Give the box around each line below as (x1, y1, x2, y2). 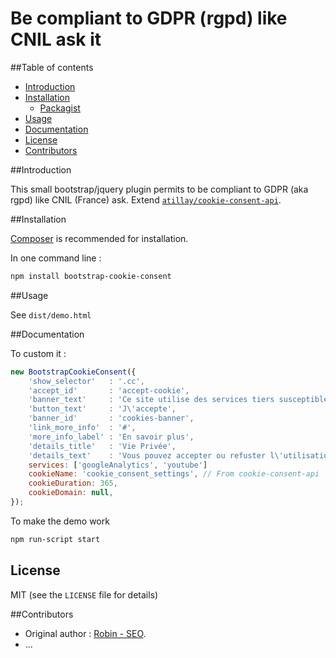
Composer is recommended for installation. (10, 232, 189, 244)
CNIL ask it (10, 28, 102, 51)
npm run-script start (10, 534, 101, 544)
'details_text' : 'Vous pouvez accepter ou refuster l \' (28, 450, 284, 461)
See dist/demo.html (10, 308, 92, 321)
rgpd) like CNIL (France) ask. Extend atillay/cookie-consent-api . (10, 193, 282, 206)
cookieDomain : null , (28, 488, 114, 498)
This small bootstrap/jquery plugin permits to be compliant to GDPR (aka (10, 183, 309, 195)
